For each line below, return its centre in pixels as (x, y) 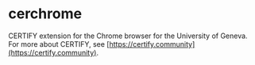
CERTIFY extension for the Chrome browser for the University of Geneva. (128, 36)
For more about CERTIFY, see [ (59, 44)
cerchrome (45, 14)
